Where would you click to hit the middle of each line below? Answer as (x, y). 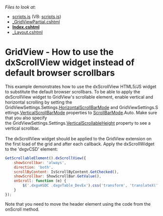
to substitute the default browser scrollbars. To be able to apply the (73, 92)
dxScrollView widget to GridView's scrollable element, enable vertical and (79, 97)
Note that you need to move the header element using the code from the (78, 204)
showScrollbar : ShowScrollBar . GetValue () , (58, 176)
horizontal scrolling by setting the (39, 102)
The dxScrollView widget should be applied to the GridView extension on (78, 138)
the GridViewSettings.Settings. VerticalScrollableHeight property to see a (78, 123)
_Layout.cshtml (27, 32)
